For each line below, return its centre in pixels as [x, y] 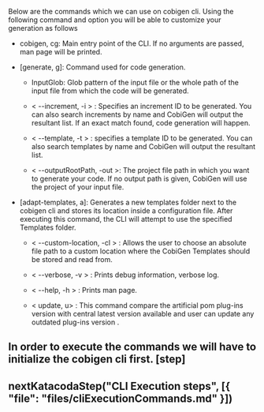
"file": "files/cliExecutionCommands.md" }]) [121, 398]
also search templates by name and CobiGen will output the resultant [143, 146]
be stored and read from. [72, 259]
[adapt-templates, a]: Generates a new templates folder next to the [128, 202]
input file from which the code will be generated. [110, 91]
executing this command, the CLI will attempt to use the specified [126, 219]
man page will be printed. [61, 52]
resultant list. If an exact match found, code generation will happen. [141, 123]
